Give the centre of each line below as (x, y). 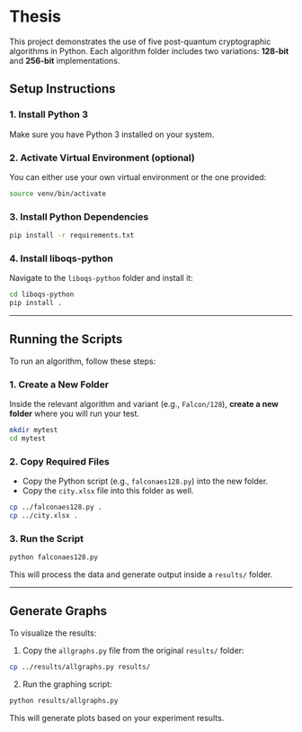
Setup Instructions (62, 89)
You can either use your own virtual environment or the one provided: (138, 176)
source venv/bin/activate (58, 194)
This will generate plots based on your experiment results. (117, 718)
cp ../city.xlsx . (44, 516)
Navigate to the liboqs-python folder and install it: (101, 278)
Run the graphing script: (67, 684)
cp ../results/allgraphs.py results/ (80, 667)
